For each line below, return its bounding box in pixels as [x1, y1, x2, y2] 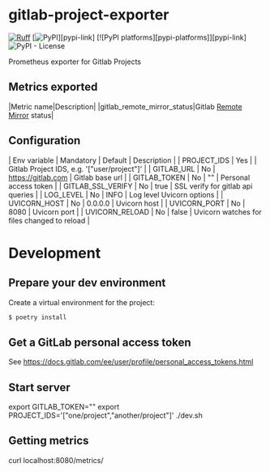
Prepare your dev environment [8, 276, 166, 290]
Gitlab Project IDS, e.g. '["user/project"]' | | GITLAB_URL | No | [8, 164, 216, 173]
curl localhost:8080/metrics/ [8, 455, 104, 465]
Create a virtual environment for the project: [8, 297, 156, 307]
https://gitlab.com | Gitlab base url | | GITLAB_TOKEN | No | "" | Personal [8, 172, 251, 182]
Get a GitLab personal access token [8, 335, 192, 349]
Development [8, 244, 101, 262]
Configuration [8, 134, 81, 147]
